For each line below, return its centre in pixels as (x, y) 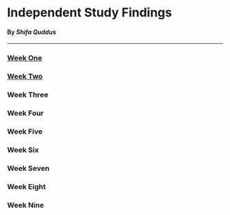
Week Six (23, 150)
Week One (25, 58)
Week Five (25, 131)
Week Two (25, 77)
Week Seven (28, 168)
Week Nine (26, 205)
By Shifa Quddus (31, 31)
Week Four (26, 113)
